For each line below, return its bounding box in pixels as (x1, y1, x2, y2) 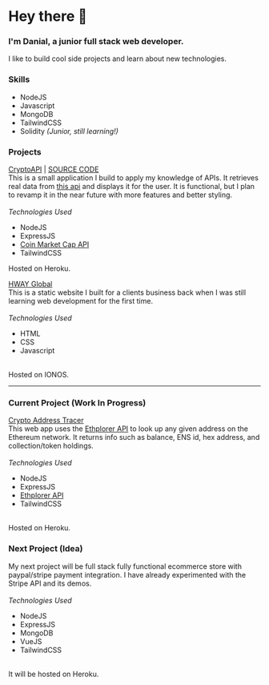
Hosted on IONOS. (8, 370, 70, 380)
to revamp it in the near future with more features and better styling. (8, 190, 233, 199)
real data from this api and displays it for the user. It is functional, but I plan (8, 182, 255, 191)
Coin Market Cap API (19, 240, 90, 249)
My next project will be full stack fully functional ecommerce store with (8, 561, 243, 571)
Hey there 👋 (8, 7, 88, 26)
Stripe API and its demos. (8, 578, 92, 588)
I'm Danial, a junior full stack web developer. (8, 36, 184, 47)
